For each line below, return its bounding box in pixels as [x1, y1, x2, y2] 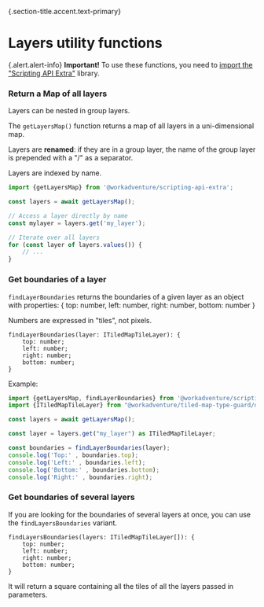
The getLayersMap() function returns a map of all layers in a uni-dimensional [8, 121, 255, 131]
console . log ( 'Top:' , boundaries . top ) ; [8, 451, 139, 459]
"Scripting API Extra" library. [8, 68, 100, 78]
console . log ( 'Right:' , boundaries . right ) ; [8, 473, 153, 481]
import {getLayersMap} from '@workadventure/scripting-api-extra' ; [8, 184, 234, 192]
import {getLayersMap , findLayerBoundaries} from [8, 394, 174, 402]
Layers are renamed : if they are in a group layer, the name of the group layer [8, 145, 256, 154]
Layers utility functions [8, 35, 163, 52]
